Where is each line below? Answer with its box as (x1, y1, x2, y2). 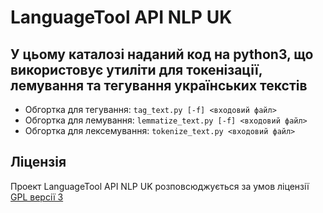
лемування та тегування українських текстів (10, 77, 308, 94)
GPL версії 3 (10, 191, 64, 203)
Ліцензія (10, 154, 67, 171)
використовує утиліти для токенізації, (10, 61, 263, 78)
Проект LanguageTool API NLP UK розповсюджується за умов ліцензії (10, 180, 310, 192)
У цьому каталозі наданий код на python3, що (10, 46, 314, 63)
